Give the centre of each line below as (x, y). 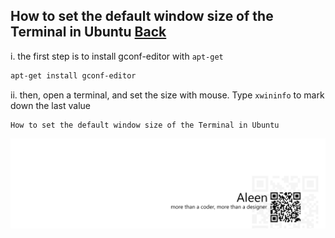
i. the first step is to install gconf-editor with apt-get (117, 56)
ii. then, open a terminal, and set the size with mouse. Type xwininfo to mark (167, 95)
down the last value (50, 105)
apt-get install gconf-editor (73, 75)
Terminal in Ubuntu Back (88, 32)
